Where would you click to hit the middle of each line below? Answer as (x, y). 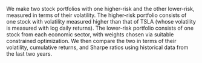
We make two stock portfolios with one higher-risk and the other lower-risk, (100, 9)
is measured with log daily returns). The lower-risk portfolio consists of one (100, 28)
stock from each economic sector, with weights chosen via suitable (90, 35)
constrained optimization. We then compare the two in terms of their (91, 41)
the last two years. (29, 54)
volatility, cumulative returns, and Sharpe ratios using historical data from (97, 47)
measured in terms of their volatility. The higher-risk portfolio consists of (96, 15)
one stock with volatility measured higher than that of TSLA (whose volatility (101, 22)
